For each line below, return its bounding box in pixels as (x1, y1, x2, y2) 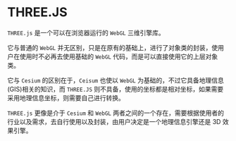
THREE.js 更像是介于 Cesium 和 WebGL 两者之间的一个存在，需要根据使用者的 (7, 109, 224, 117)
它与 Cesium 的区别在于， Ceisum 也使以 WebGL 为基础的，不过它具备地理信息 (7, 75, 224, 85)
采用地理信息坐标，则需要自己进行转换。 (7, 93, 125, 102)
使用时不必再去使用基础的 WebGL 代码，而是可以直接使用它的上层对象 (19, 52, 218, 61)
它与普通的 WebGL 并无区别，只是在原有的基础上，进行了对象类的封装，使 (7, 43, 218, 51)
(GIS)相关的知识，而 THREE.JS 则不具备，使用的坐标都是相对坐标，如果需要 (7, 85, 224, 93)
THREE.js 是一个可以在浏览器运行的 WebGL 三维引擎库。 (7, 28, 165, 37)
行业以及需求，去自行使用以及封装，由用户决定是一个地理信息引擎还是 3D (7, 117, 221, 125)
